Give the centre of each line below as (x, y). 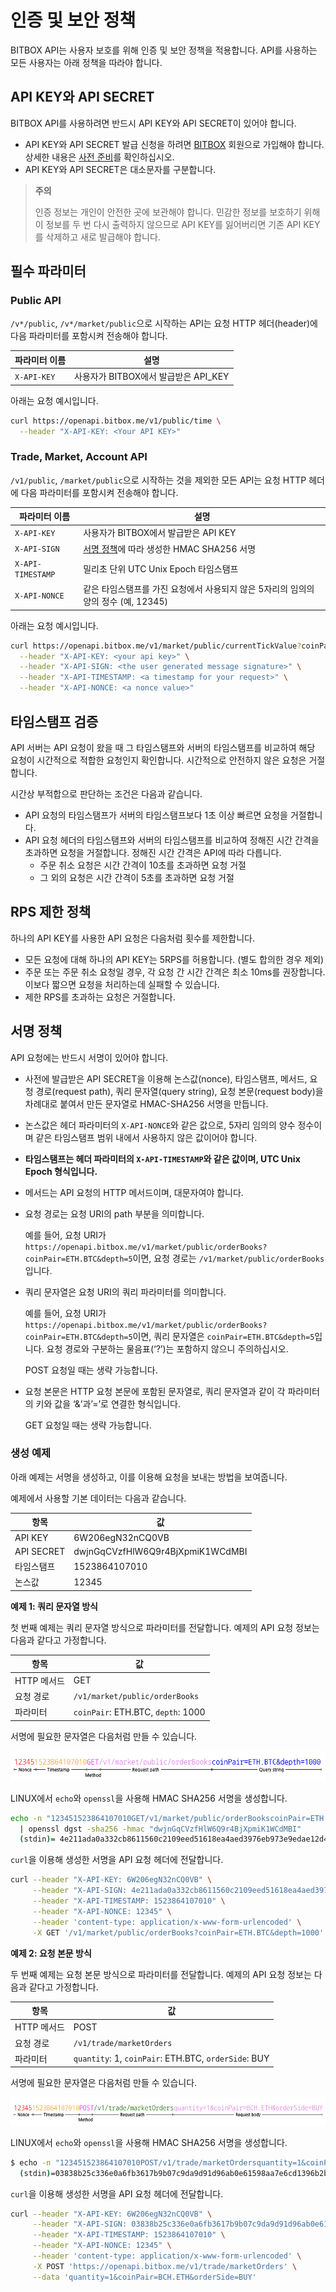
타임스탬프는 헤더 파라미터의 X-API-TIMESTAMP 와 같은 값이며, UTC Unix (162, 1158)
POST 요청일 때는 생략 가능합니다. (91, 1370)
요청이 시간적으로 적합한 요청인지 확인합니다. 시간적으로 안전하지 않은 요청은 (158, 760)
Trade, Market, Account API (79, 457)
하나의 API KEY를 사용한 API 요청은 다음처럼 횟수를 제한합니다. (132, 938)
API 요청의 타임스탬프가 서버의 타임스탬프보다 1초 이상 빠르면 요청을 (156, 815)
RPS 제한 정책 (51, 912)
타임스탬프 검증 (54, 721)
